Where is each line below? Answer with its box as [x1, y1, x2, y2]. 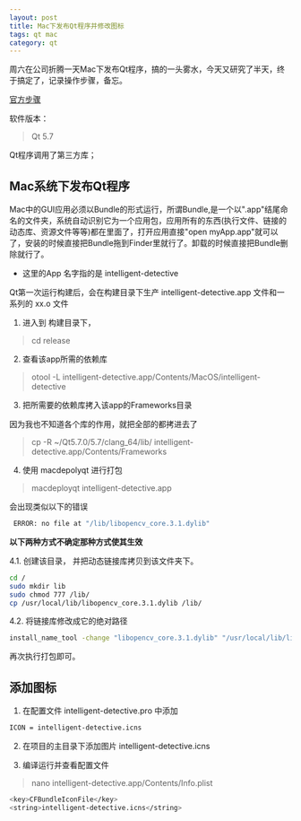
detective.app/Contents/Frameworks [30, 446, 168, 458]
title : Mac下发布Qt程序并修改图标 [9, 22, 125, 31]
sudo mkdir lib [9, 581, 66, 590]
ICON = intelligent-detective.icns [9, 723, 142, 732]
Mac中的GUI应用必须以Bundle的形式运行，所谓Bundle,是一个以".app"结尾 [9, 204, 280, 215]
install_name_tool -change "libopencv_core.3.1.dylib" [9, 633, 219, 642]
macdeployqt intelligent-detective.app [30, 483, 172, 493]
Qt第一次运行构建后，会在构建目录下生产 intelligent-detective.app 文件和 [9, 287, 278, 298]
